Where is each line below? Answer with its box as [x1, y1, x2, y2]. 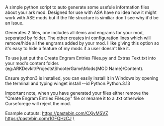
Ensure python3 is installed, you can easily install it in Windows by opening [5, 75, 159, 81]
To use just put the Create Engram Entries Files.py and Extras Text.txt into [5, 55, 156, 61]
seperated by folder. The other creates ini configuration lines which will [5, 35, 151, 41]
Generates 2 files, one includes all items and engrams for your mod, [5, 30, 144, 35]
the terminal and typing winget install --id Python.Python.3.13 [5, 80, 131, 86]
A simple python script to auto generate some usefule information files [5, 4, 150, 10]
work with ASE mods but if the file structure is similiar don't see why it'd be [5, 15, 159, 20]
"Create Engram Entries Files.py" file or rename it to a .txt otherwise [5, 95, 144, 101]
